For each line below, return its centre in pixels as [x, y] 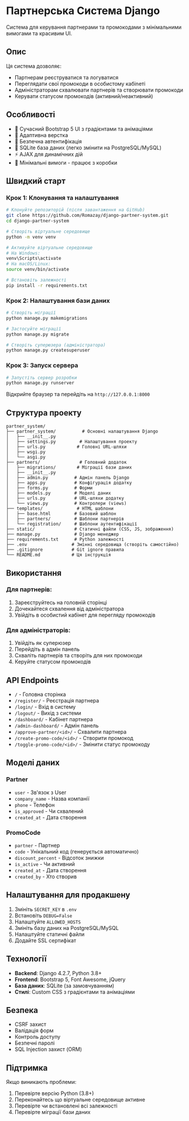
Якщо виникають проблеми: [41, 1082]
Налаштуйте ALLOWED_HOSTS [47, 922]
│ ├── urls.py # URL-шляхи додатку [65, 498]
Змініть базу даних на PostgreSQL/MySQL [66, 928]
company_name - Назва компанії [52, 798]
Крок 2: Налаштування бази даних [58, 300]
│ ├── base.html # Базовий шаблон [61, 514]
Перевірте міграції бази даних [52, 1112]
